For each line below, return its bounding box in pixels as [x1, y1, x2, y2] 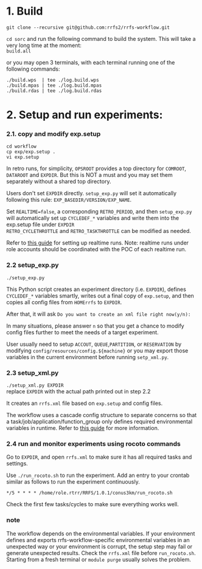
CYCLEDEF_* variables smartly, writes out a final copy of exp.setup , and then [6, 292, 195, 299]
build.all [6, 48, 32, 54]
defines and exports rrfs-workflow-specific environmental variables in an [6, 536, 190, 543]
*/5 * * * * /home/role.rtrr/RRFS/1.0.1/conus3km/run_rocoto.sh [6, 490, 173, 496]
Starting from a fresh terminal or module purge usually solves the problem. [6, 556, 192, 563]
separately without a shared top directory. [6, 178, 111, 185]
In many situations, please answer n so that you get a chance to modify [6, 322, 184, 329]
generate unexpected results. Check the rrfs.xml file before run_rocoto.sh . [6, 549, 196, 556]
